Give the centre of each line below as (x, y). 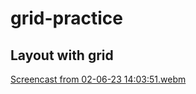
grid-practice (66, 18)
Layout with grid (62, 55)
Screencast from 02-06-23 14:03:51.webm (98, 79)
